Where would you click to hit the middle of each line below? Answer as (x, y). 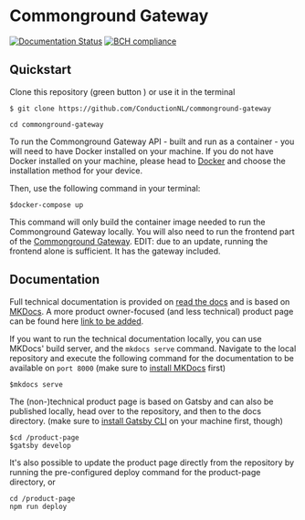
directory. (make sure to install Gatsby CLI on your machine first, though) (146, 421)
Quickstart (41, 70)
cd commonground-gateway (57, 124)
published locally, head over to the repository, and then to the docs (136, 411)
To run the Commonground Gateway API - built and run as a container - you (152, 141)
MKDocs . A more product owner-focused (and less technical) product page (152, 311)
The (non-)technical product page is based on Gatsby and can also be (142, 401)
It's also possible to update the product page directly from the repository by (152, 463)
